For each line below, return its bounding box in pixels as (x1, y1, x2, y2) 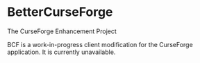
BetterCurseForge (7, 4, 113, 20)
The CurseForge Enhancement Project (7, 27, 117, 35)
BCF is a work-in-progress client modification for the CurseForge (7, 40, 193, 48)
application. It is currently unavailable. (7, 48, 116, 56)
